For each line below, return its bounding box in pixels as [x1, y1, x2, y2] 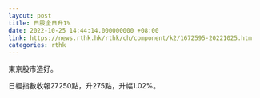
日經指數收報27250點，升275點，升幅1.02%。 [8, 81, 161, 91]
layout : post [8, 11, 52, 20]
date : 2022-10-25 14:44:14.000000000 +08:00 [8, 26, 159, 34]
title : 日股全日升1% [8, 19, 70, 27]
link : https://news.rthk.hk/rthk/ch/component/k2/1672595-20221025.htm [8, 33, 252, 42]
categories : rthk [8, 41, 66, 49]
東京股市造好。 [8, 65, 58, 74]
